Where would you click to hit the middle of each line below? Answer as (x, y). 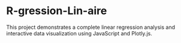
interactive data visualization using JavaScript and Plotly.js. (79, 33)
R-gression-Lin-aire (57, 11)
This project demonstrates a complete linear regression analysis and (91, 27)
